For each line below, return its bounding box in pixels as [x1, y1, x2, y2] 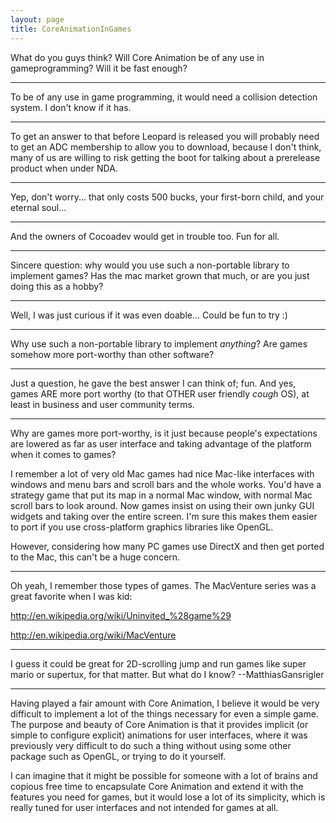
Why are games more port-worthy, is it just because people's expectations [10, 427, 318, 439]
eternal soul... [10, 201, 67, 213]
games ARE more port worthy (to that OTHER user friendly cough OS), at [10, 387, 310, 400]
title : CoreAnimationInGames [10, 24, 132, 34]
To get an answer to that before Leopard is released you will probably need [10, 130, 320, 142]
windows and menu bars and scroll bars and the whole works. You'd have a [10, 478, 322, 490]
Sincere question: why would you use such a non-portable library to [10, 259, 290, 271]
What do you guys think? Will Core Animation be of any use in [10, 51, 265, 63]
